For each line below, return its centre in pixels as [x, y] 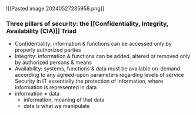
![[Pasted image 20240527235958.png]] [55, 9]
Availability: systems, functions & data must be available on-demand [97, 69]
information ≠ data [37, 94]
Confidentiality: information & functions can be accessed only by [93, 44]
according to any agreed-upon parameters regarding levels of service [99, 75]
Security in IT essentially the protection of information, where [89, 81]
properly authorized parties [48, 50]
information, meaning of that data [64, 100]
